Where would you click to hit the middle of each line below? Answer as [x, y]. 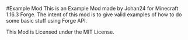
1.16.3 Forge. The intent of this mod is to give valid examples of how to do [94, 14]
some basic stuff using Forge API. [47, 21]
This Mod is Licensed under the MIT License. [60, 32]
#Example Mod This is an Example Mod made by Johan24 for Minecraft [92, 8]
